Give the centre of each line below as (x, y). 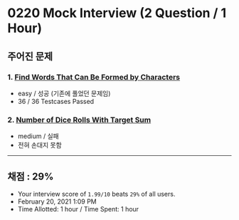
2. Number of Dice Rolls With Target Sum (79, 120)
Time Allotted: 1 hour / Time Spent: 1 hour (78, 209)
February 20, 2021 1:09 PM (57, 201)
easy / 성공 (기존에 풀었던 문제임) (64, 93)
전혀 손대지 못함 (39, 145)
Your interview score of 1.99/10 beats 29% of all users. (96, 194)
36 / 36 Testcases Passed (56, 101)
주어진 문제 (30, 56)
